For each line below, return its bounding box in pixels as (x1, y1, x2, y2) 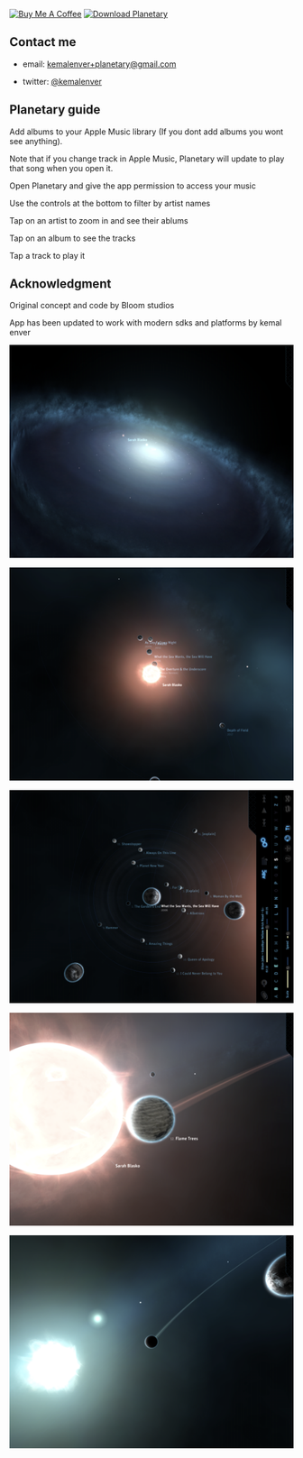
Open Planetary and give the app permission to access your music (9, 180, 257, 191)
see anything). (9, 135, 63, 146)
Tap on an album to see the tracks (9, 233, 136, 243)
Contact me (9, 34, 77, 50)
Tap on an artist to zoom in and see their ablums (9, 215, 188, 225)
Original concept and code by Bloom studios (9, 300, 175, 311)
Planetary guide (9, 102, 101, 117)
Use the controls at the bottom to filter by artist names (9, 197, 211, 208)
